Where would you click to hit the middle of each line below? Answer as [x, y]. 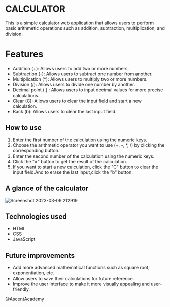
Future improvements [40, 255]
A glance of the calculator [47, 188]
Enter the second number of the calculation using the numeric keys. [83, 156]
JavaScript [24, 239]
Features [24, 54]
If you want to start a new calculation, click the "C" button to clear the [86, 167]
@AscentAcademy [25, 299]
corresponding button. [36, 150]
